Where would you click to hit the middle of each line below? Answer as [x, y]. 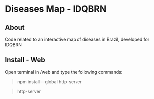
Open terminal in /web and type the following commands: [64, 72]
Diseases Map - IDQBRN [56, 9]
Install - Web [25, 60]
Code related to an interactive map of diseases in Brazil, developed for [77, 39]
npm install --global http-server [49, 81]
